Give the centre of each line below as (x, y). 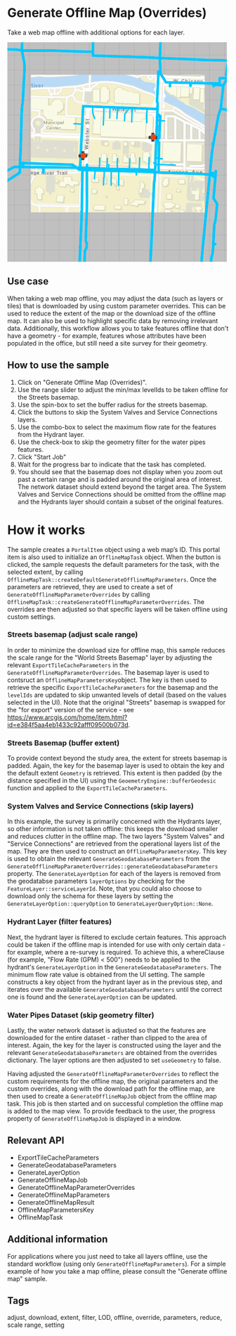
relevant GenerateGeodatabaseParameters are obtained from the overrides (112, 1052)
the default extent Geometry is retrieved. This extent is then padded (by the (115, 773)
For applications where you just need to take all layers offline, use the (107, 1256)
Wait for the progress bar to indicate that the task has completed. (112, 464)
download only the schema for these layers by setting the (90, 896)
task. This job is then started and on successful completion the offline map (115, 1103)
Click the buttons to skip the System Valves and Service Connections (117, 412)
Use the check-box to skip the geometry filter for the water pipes (111, 442)
